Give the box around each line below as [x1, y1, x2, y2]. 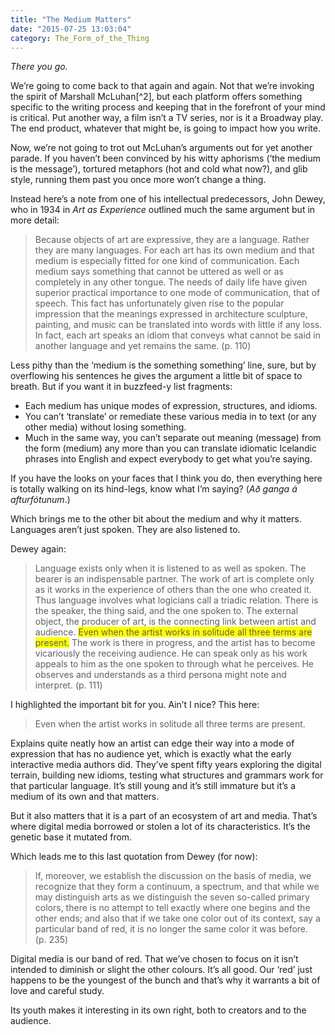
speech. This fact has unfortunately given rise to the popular [34, 297, 285, 310]
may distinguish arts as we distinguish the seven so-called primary [34, 891, 310, 903]
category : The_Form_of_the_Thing [10, 33, 150, 43]
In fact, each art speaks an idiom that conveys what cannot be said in [34, 329, 321, 341]
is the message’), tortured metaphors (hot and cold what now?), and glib [10, 163, 308, 175]
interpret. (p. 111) [34, 679, 103, 691]
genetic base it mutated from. [10, 831, 133, 843]
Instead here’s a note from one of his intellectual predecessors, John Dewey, [10, 193, 326, 205]
